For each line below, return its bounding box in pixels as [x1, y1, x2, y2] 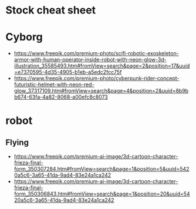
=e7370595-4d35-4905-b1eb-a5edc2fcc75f [13, 69, 122, 76]
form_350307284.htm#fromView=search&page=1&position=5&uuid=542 [13, 166, 190, 173]
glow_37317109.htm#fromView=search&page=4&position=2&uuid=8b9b [13, 87, 189, 95]
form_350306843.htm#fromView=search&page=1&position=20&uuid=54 [13, 190, 190, 197]
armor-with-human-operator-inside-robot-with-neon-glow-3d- [13, 56, 167, 63]
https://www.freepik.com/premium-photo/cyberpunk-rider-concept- [13, 75, 180, 82]
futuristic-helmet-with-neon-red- [13, 81, 94, 88]
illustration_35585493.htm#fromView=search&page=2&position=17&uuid [13, 62, 190, 69]
